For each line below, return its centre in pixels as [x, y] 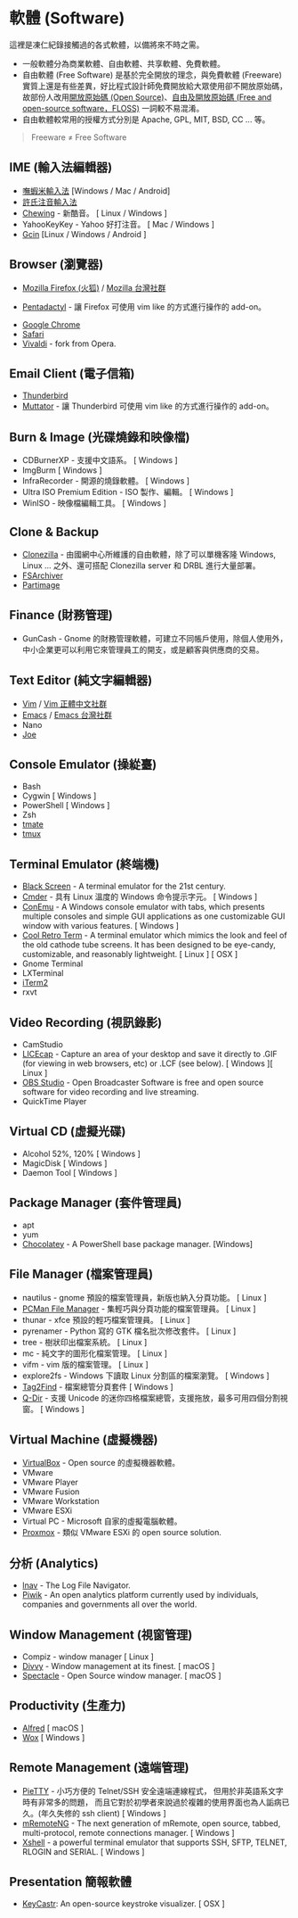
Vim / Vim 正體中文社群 [64, 703]
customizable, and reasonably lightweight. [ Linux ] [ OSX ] [130, 955]
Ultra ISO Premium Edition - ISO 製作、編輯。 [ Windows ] [128, 492]
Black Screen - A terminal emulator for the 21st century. [124, 886]
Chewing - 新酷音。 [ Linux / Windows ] [94, 213]
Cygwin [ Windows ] [59, 796]
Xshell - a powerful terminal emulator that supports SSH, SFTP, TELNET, [154, 1842]
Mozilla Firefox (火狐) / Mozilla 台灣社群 [94, 287]
